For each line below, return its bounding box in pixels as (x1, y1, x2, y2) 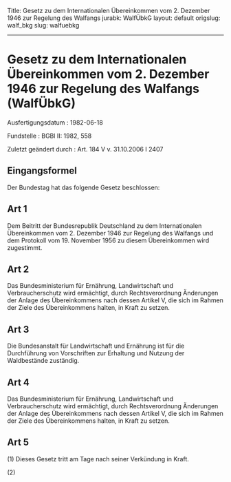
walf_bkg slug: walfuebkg (7, 21, 80, 29)
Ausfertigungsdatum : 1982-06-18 (7, 118, 103, 127)
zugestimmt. (7, 243, 43, 251)
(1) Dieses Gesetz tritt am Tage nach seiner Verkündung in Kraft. (7, 454, 189, 463)
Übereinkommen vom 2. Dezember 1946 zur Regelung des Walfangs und (7, 229, 214, 237)
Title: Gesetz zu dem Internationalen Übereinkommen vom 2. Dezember (7, 7, 210, 14)
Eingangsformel (7, 165, 77, 177)
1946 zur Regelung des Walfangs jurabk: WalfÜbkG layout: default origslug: (7, 14, 221, 22)
